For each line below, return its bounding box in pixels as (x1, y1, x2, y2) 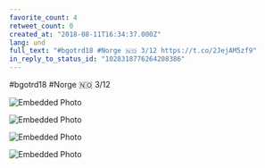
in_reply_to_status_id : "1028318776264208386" (9, 55, 186, 63)
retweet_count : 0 (9, 21, 74, 30)
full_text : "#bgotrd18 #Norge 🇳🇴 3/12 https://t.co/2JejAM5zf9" (9, 46, 257, 55)
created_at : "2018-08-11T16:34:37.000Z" (9, 29, 162, 38)
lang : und (9, 38, 46, 47)
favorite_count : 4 (9, 13, 78, 22)
